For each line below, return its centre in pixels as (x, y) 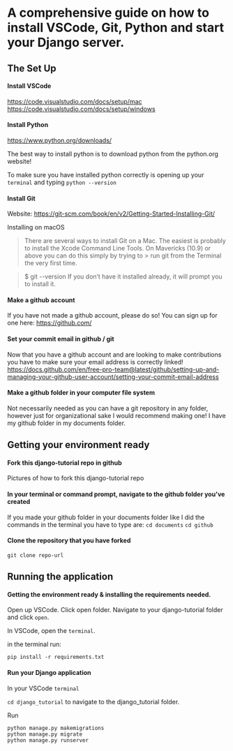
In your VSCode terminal (43, 688)
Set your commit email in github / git (61, 339)
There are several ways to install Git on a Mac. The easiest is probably (125, 241)
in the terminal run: (34, 644)
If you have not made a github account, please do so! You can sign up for (112, 315)
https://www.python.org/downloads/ (60, 140)
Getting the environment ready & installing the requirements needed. (109, 594)
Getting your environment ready (78, 445)
